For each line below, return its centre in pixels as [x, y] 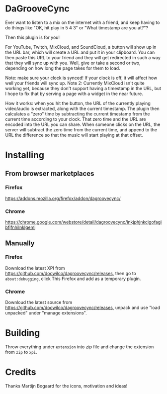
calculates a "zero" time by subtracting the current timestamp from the [78, 114]
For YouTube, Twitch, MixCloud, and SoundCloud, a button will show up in [81, 47]
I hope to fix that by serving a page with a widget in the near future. [74, 94]
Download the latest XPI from [35, 268]
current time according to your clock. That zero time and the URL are [76, 119]
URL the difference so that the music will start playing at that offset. [74, 135]
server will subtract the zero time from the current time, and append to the [81, 129]
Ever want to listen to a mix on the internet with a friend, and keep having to [83, 22]
